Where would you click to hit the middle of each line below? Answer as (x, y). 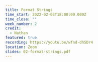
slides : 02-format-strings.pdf (38, 51)
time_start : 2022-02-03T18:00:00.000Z (46, 14)
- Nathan (19, 33)
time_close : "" (21, 19)
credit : (13, 28)
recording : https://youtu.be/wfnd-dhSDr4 (49, 42)
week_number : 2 (21, 24)
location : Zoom (21, 47)
